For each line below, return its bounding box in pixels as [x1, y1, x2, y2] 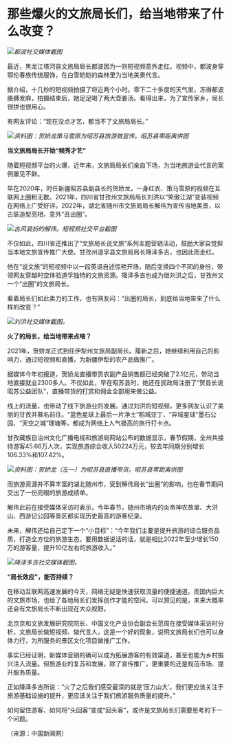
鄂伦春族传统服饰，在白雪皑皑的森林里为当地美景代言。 [7, 70, 164, 79]
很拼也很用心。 [7, 102, 49, 111]
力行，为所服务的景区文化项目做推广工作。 [12, 636, 134, 644]
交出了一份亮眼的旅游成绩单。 [7, 488, 91, 496]
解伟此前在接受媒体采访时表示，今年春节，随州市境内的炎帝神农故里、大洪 [7, 503, 218, 511]
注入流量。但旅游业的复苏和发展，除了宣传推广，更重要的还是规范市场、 [12, 659, 218, 668]
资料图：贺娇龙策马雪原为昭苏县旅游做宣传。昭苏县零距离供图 [14, 131, 189, 140]
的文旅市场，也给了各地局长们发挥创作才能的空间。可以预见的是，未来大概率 [7, 595, 224, 604]
